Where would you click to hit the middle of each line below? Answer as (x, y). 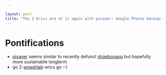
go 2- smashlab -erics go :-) (40, 67)
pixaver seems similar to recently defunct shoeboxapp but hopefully (82, 57)
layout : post (19, 14)
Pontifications (35, 43)
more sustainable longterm (40, 62)
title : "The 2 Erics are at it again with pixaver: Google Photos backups (84, 19)
